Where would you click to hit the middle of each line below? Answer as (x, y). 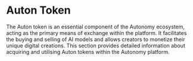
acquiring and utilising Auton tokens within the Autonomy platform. (88, 52)
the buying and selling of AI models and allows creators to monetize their (96, 39)
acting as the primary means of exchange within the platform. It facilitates (96, 33)
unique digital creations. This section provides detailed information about (96, 46)
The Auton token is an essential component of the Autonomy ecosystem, (96, 27)
